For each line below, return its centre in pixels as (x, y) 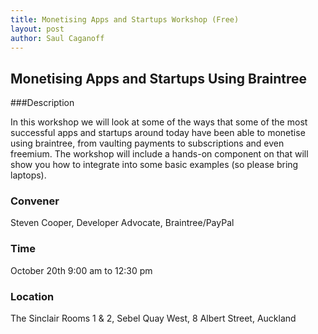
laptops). (28, 175)
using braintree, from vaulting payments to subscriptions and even (147, 143)
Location (32, 296)
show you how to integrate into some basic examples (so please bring (154, 165)
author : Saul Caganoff (57, 38)
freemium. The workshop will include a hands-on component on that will (159, 154)
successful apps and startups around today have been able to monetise (158, 133)
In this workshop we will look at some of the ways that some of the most (159, 122)
